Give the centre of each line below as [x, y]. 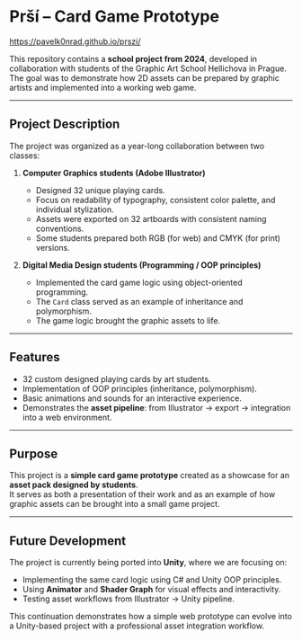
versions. [53, 247]
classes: [25, 156]
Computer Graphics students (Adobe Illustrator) [114, 173]
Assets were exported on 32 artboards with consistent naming [151, 218]
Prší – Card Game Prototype [115, 17]
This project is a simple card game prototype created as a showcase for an [150, 476]
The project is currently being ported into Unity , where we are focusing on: [148, 563]
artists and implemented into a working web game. [103, 87]
